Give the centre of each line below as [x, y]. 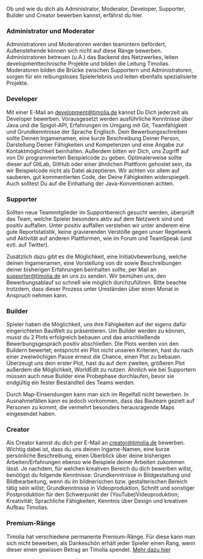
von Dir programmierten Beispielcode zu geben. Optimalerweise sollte [94, 157]
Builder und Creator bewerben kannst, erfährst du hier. [75, 15]
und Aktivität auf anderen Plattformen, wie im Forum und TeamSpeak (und [99, 238]
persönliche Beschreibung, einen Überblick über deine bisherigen [89, 455]
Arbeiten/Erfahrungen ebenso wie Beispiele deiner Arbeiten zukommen [96, 462]
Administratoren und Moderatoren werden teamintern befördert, [87, 44]
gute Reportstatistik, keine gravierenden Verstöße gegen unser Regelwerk [99, 231]
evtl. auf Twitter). [28, 244]
